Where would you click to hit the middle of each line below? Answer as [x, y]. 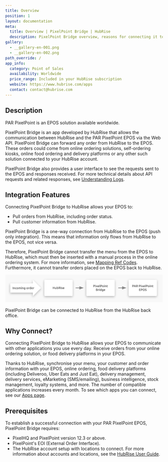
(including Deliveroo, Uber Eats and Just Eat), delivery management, [75, 374]
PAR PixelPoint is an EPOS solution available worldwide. [62, 122]
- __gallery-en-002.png [34, 52]
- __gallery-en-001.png [34, 47]
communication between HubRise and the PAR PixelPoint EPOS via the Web [83, 137]
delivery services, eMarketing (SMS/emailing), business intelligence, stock [82, 379]
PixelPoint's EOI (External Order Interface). [56, 443]
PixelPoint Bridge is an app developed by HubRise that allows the [72, 132]
